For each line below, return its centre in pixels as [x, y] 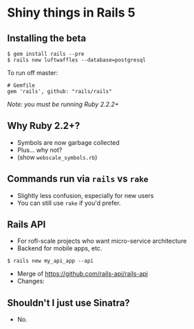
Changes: [31, 281]
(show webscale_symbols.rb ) [57, 157]
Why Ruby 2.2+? [44, 126]
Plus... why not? [40, 150]
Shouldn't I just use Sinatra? [69, 302]
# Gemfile [21, 86]
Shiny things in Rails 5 [71, 13]
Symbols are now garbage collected [68, 142]
